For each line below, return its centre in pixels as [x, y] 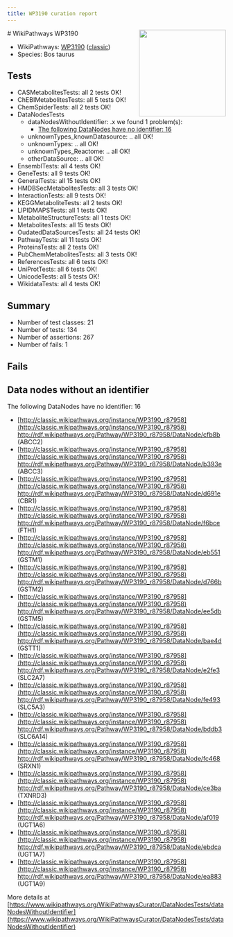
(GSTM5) [30, 619]
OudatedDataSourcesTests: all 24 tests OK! [79, 232]
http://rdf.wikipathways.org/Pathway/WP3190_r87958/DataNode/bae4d [119, 641]
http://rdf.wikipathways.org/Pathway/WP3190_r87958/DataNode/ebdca [119, 847]
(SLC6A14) [33, 737]
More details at [28, 897]
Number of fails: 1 [42, 344]
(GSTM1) [30, 560]
